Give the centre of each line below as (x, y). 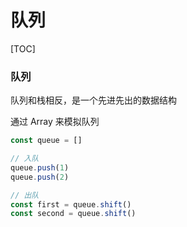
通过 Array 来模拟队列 (55, 122)
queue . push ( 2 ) (40, 177)
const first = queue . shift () (71, 204)
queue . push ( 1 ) (40, 167)
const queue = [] (46, 141)
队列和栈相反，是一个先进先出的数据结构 (93, 100)
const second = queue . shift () (73, 214)
